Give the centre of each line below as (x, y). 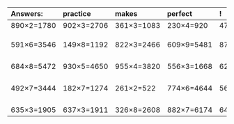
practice (77, 14)
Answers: (27, 14)
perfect (180, 14)
